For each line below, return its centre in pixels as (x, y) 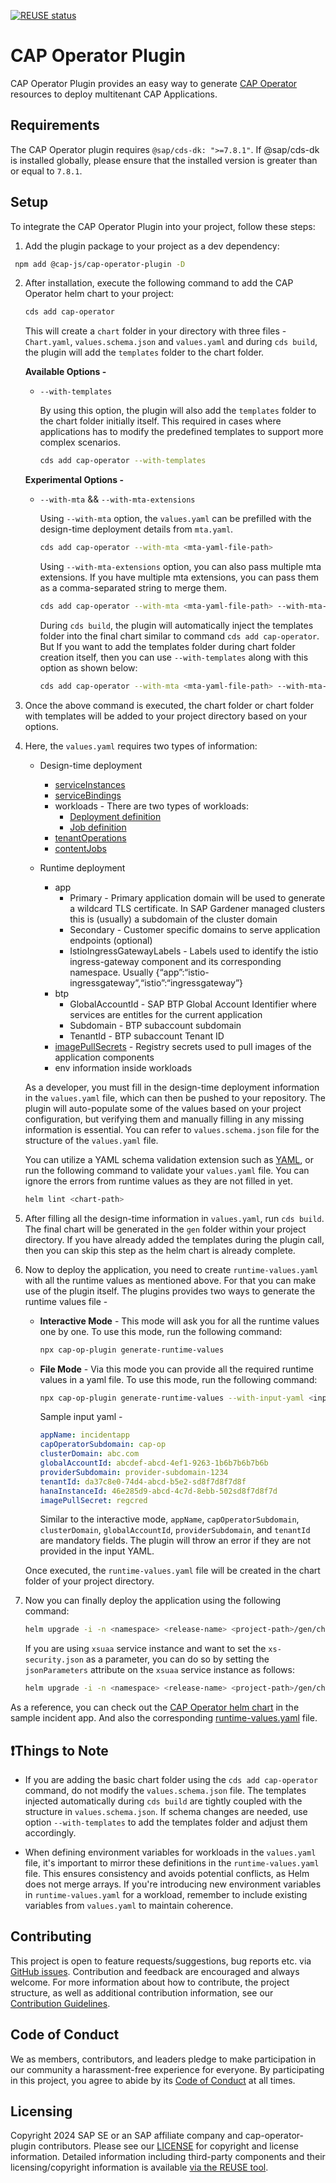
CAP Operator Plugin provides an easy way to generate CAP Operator (154, 83)
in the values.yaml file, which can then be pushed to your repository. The (175, 1097)
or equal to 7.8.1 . (46, 171)
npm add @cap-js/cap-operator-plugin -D (100, 264)
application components (104, 1057)
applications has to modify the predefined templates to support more (181, 432)
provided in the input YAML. (97, 1551)
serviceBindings (88, 795)
